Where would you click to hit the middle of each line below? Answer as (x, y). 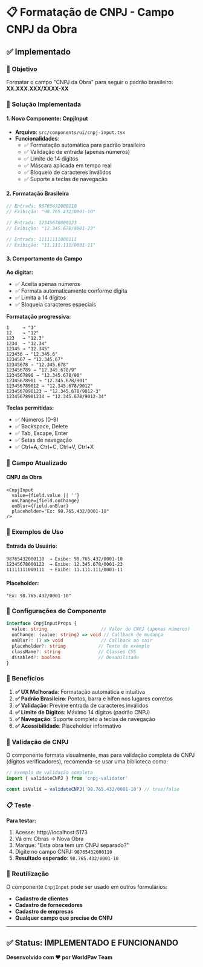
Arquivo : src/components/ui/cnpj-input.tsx (70, 132)
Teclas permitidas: (30, 408)
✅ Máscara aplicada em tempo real (68, 165)
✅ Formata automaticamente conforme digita (71, 291)
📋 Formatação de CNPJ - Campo (90, 12)
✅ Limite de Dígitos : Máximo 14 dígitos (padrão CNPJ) (82, 712)
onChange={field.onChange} (46, 500)
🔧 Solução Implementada (44, 104)
